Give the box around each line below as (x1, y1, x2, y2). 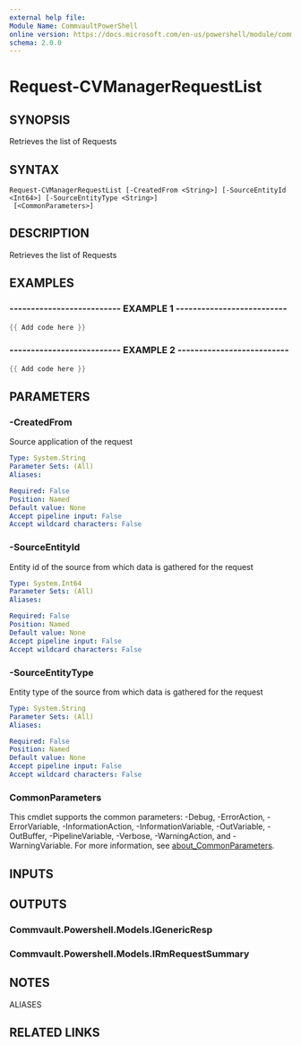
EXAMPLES (9, 275, 74, 291)
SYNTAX (9, 162, 60, 177)
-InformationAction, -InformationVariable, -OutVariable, (62, 821, 266, 832)
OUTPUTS (9, 896, 67, 912)
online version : (9, 30, 70, 39)
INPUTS (9, 866, 54, 881)
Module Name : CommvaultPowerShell (9, 22, 139, 30)
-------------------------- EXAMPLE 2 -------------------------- (9, 344, 289, 357)
